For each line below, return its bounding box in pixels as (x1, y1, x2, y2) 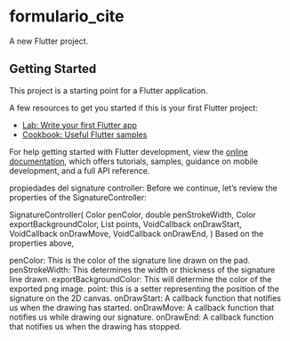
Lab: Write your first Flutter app (21, 119, 138, 130)
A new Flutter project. (9, 36, 89, 46)
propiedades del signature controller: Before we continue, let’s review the (9, 183, 278, 193)
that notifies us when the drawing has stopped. (9, 321, 182, 331)
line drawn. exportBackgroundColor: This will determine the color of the (9, 273, 272, 284)
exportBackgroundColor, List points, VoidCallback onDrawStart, (9, 218, 242, 229)
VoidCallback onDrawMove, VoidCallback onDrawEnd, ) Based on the (9, 228, 264, 239)
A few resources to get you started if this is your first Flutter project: (9, 102, 258, 113)
